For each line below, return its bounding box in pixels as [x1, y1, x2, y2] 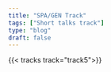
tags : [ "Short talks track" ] [8, 19, 105, 27]
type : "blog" [8, 26, 52, 34]
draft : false [8, 33, 52, 42]
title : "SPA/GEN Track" [8, 11, 87, 20]
